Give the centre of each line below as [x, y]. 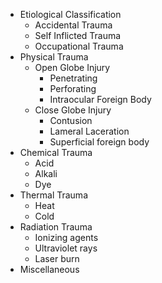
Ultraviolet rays [66, 248]
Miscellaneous [49, 269]
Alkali [46, 173]
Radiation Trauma [56, 227]
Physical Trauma [54, 57]
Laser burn [57, 258]
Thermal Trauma [53, 195]
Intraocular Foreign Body [100, 99]
